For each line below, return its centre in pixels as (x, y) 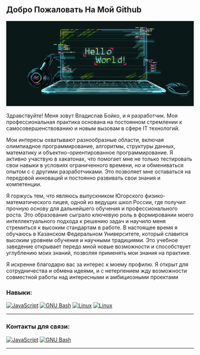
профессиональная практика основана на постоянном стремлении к (94, 122)
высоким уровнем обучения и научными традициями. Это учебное (92, 240)
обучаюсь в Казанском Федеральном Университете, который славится (97, 234)
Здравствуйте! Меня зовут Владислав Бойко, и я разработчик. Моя (92, 116)
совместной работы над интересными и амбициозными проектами (92, 277)
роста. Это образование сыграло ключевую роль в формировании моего (100, 215)
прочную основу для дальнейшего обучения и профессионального (92, 209)
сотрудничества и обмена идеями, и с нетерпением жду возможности (97, 271)
